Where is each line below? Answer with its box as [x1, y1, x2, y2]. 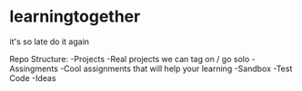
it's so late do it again [9, 36, 89, 47]
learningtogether [9, 6, 141, 27]
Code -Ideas [9, 72, 56, 83]
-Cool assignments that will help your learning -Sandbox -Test [60, 63, 293, 74]
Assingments [9, 63, 59, 74]
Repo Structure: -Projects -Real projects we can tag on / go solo [9, 53, 250, 64]
